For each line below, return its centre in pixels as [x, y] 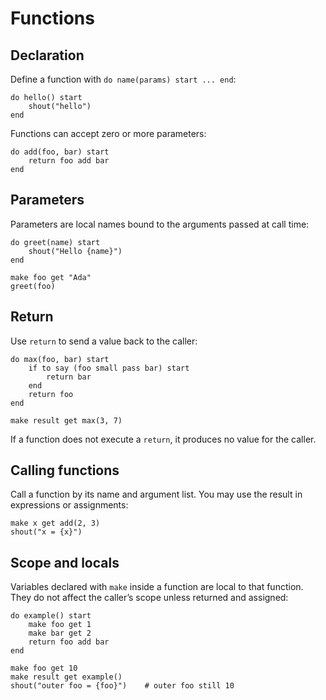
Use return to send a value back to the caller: [104, 341]
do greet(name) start [55, 242]
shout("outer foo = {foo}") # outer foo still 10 [122, 686]
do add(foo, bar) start [60, 152]
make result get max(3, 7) [66, 420]
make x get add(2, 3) [55, 523]
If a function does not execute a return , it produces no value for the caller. [163, 439]
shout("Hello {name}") [75, 251]
